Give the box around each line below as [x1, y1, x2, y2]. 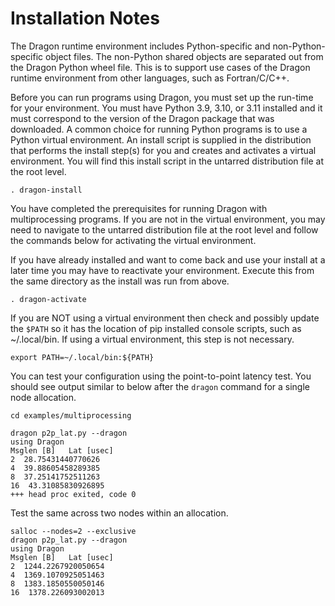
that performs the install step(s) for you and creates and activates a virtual [10, 144, 317, 156]
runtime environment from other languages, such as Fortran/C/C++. [10, 72, 290, 84]
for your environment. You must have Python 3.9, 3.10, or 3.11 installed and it [10, 102, 323, 114]
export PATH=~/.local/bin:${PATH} [10, 352, 155, 362]
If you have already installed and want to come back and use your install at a [10, 253, 326, 266]
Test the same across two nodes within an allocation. [10, 507, 229, 519]
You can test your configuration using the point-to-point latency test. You [10, 370, 312, 382]
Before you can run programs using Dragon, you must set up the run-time [10, 91, 314, 103]
